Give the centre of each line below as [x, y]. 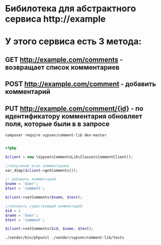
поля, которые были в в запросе [57, 124]
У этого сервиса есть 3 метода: [73, 42]
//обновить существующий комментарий [44, 206]
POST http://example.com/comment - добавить [81, 84]
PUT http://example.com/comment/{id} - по [74, 108]
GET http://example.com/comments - [64, 60]
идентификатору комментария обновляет [74, 116]
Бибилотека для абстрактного [71, 9]
